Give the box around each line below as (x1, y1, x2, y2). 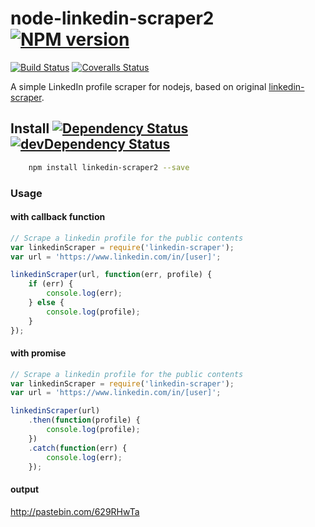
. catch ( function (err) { (28, 443, 128, 453)
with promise (10, 347, 67, 359)
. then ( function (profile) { (28, 415, 141, 426)
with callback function (10, 211, 106, 223)
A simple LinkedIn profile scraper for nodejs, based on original (10, 80, 267, 92)
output (10, 483, 40, 496)
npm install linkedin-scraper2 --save (28, 162, 190, 172)
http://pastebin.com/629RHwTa (10, 505, 140, 517)
